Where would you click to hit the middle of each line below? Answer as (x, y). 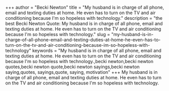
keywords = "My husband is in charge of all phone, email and (97, 51)
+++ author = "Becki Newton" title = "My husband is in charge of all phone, (85, 7)
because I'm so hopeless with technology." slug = (58, 34)
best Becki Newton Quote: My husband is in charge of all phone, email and (84, 23)
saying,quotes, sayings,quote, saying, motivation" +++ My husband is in (81, 72)
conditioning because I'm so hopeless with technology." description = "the (84, 18)
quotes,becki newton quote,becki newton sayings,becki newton (72, 67)
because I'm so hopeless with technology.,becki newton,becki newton (79, 61)
